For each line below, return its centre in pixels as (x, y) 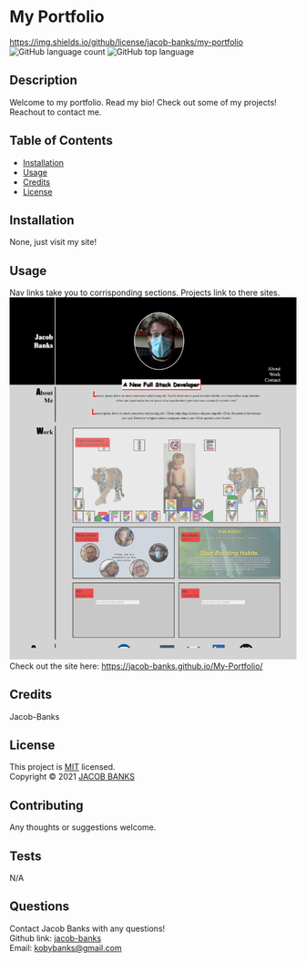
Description (43, 81)
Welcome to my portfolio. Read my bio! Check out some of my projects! (143, 102)
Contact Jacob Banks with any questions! (87, 928)
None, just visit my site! (53, 242)
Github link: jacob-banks (56, 938)
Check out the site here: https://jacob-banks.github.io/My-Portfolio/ (136, 666)
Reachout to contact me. (56, 112)
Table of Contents (61, 141)
